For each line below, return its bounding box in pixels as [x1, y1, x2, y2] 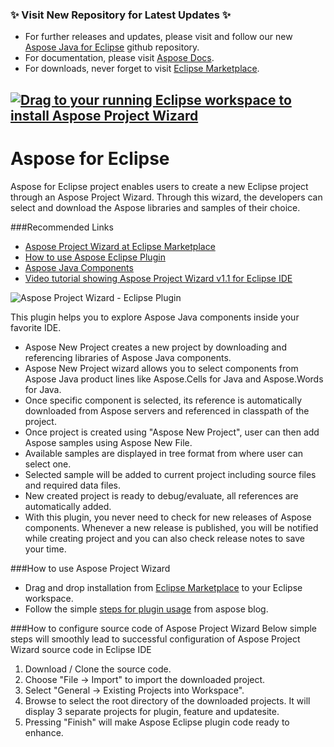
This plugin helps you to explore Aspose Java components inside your [10, 311, 300, 323]
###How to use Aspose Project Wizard [10, 562, 171, 574]
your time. [24, 543, 67, 555]
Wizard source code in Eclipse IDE [10, 643, 152, 655]
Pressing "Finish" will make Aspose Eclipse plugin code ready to [24, 716, 290, 728]
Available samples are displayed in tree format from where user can [24, 447, 304, 459]
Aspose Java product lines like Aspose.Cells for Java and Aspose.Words [24, 373, 324, 385]
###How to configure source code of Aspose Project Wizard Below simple [10, 622, 318, 634]
